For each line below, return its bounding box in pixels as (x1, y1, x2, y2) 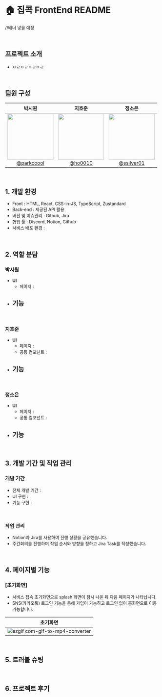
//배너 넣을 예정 (5, 25, 35, 30)
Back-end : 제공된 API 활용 (12, 207, 64, 212)
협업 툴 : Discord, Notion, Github (12, 219, 77, 225)
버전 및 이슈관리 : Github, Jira (12, 213, 69, 219)
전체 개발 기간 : (12, 487, 41, 493)
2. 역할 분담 (5, 250, 38, 258)
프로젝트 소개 (5, 50, 42, 58)
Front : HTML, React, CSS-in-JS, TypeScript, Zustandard (12, 201, 126, 207)
